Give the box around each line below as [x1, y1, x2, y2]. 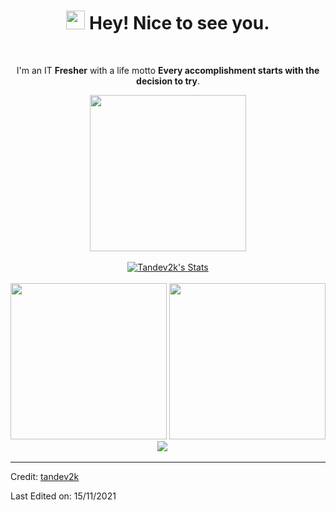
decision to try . [136, 75, 200, 87]
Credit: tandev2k [10, 470, 80, 482]
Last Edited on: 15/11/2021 [10, 490, 117, 502]
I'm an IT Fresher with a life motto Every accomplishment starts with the [16, 64, 320, 76]
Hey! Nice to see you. [89, 12, 270, 35]
